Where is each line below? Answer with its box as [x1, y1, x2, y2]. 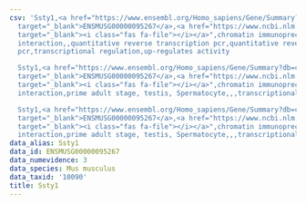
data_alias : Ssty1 [9, 139, 79, 148]
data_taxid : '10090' [9, 172, 88, 181]
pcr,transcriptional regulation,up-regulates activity [17, 47, 230, 56]
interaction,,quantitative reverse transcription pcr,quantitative [17, 38, 280, 48]
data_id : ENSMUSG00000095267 [9, 147, 120, 157]
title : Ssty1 [9, 180, 59, 190]
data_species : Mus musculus [9, 164, 117, 173]
